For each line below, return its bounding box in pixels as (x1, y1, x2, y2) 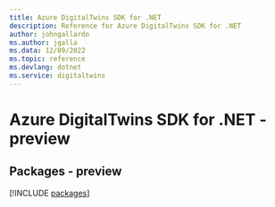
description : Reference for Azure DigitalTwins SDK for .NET (9, 21, 242, 30)
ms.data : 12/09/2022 (9, 46, 87, 55)
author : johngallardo (9, 29, 90, 38)
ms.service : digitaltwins (9, 71, 105, 80)
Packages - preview (9, 164, 122, 179)
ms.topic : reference (9, 54, 87, 63)
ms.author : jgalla (9, 37, 78, 47)
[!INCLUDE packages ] (9, 187, 90, 198)
